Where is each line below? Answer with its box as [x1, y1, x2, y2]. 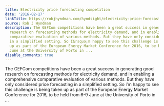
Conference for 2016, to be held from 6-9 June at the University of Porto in [5, 92, 156, 98]
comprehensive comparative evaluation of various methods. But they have [5, 76, 155, 82]
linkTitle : [5, 16, 27, 21]
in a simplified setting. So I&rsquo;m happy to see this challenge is [9, 39, 159, 44]
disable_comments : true [5, 52, 54, 58]
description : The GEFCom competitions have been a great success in [5, 25, 147, 30]
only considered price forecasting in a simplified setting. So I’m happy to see [5, 82, 159, 87]
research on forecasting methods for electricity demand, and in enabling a [5, 71, 155, 77]
